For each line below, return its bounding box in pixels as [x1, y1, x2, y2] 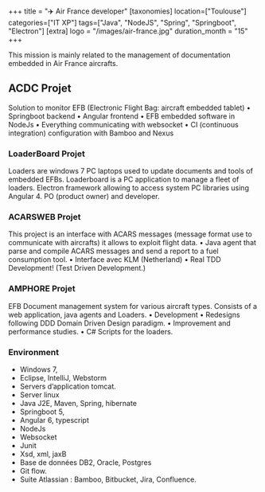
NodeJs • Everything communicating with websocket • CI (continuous [8, 119, 239, 129]
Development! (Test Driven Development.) [8, 264, 146, 273]
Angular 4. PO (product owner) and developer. [8, 192, 161, 201]
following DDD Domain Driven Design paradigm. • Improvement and [8, 318, 231, 328]
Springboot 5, [19, 407, 65, 416]
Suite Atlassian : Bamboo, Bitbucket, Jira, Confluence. [19, 474, 197, 484]
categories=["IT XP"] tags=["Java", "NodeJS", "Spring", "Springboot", [8, 18, 237, 27]
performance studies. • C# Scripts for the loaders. [8, 326, 173, 336]
